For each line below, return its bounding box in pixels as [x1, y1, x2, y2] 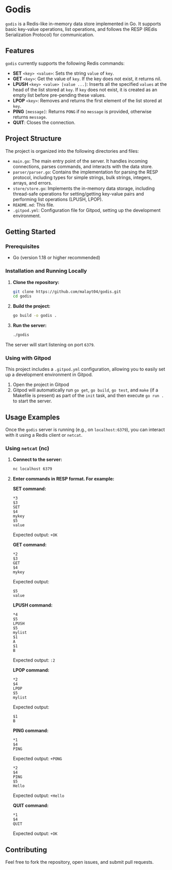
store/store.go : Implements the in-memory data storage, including [12, 185, 155, 191]
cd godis [12, 294, 32, 299]
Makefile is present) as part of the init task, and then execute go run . [12, 393, 164, 399]
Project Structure [5, 134, 62, 143]
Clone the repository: [12, 279, 60, 285]
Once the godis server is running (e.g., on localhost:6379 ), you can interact [5, 427, 165, 433]
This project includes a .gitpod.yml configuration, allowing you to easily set [5, 366, 165, 372]
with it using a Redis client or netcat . [5, 432, 83, 438]
